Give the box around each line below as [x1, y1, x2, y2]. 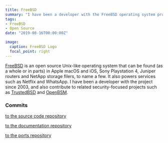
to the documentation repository [5, 122, 71, 128]
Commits [5, 101, 28, 108]
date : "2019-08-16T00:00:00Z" [5, 30, 68, 35]
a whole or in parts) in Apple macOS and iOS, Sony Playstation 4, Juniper [5, 68, 156, 74]
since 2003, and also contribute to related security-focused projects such [5, 83, 157, 90]
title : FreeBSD [5, 7, 37, 12]
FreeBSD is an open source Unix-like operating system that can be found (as [5, 62, 163, 68]
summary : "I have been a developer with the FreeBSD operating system [5, 12, 155, 17]
